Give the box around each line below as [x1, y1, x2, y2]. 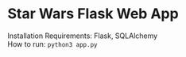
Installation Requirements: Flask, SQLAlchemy [7, 31, 158, 40]
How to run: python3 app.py [7, 39, 98, 48]
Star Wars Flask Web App [7, 5, 180, 23]
